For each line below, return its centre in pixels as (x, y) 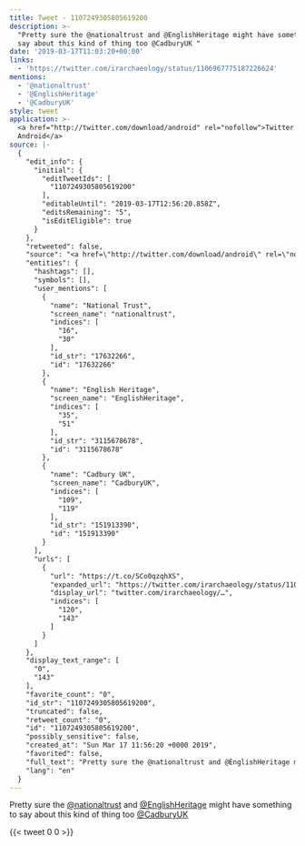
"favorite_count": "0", (71, 694)
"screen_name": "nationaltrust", (113, 314)
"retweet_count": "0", (69, 720)
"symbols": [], (62, 280)
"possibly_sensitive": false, (83, 737)
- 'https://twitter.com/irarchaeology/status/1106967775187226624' (148, 69)
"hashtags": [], (64, 272)
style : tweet (34, 111)
